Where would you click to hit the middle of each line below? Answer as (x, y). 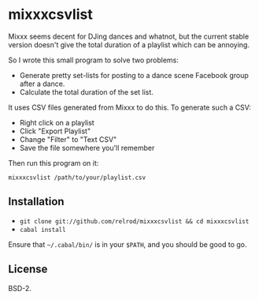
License (28, 269)
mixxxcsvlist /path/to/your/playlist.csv (77, 178)
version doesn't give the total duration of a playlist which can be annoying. (129, 44)
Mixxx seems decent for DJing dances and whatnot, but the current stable (129, 36)
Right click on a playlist (57, 122)
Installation (36, 202)
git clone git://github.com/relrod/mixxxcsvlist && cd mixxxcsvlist (134, 221)
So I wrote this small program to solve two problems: (94, 60)
